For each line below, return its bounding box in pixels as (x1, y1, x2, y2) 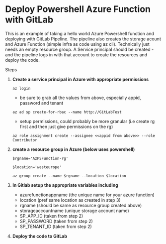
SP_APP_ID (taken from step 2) (19, 213, 83, 219)
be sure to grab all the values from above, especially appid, (19, 95, 141, 101)
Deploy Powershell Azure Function (5, 3, 151, 15)
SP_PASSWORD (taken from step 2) (19, 218, 93, 224)
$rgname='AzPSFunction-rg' (12, 156, 69, 161)
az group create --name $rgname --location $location (12, 173, 126, 178)
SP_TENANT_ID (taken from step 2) (19, 223, 92, 230)
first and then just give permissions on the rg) (19, 123, 113, 129)
